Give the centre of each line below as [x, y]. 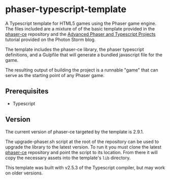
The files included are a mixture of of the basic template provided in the [80, 28]
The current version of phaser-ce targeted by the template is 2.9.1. [75, 132]
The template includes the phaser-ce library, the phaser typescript [75, 49]
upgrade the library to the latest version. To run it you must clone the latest [83, 147]
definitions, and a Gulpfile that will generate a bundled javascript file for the [84, 55]
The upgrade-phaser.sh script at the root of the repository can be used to [82, 141]
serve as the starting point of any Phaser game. [55, 75]
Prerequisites [27, 92]
